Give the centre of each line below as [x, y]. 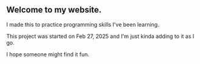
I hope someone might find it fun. [48, 54]
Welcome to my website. [54, 10]
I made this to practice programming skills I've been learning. [83, 24]
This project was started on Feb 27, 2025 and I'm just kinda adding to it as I [100, 36]
